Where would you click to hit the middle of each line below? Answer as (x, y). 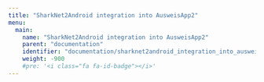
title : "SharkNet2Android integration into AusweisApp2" (103, 15)
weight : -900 (44, 59)
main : (24, 30)
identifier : (42, 52)
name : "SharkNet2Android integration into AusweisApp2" (116, 37)
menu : (17, 23)
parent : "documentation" (63, 45)
